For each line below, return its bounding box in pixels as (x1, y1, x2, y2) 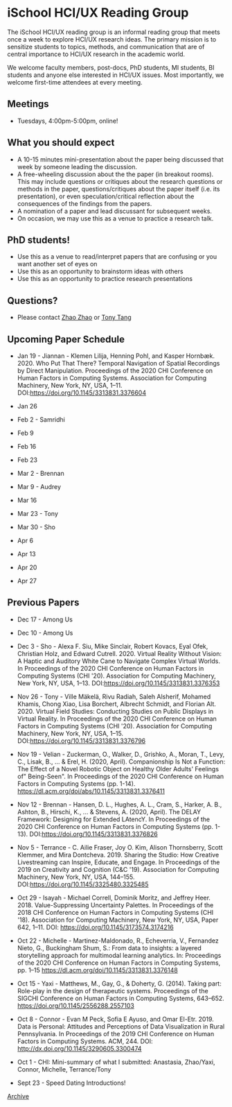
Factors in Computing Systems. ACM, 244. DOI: (17, 1037, 154, 1045)
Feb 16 (17, 443, 37, 450)
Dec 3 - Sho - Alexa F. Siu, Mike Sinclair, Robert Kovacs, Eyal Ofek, (17, 642, 208, 650)
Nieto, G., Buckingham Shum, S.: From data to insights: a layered (17, 943, 202, 952)
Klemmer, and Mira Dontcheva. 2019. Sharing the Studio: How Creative (17, 850, 220, 859)
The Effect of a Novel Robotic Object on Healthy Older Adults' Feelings (17, 764, 220, 773)
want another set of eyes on (17, 260, 98, 268)
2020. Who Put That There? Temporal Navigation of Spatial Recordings (17, 359, 220, 367)
